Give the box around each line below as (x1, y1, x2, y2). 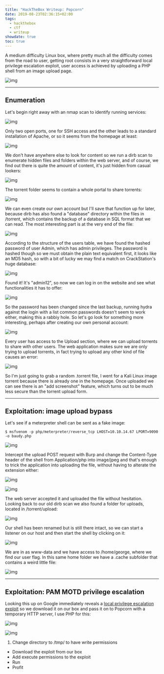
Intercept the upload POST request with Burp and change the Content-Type (5, 452, 157, 458)
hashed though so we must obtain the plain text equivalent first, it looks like (5, 250, 157, 256)
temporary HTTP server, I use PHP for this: (5, 611, 91, 617)
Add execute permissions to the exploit (12, 654, 91, 660)
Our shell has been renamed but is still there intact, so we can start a (5, 525, 143, 531)
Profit (12, 665, 23, 671)
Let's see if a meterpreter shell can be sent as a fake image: (5, 420, 125, 426)
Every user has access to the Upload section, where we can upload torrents (5, 338, 158, 344)
